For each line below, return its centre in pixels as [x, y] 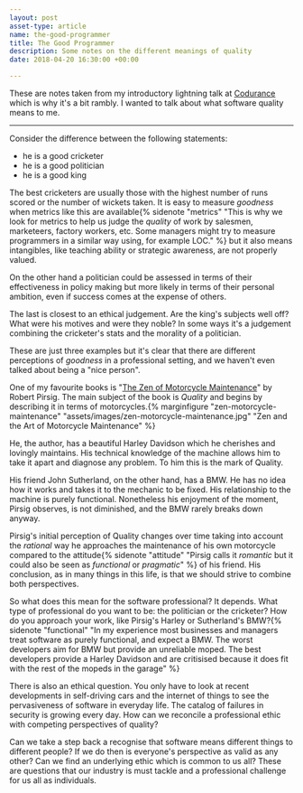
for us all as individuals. [53, 780]
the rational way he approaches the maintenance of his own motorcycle [143, 546]
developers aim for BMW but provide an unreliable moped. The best [135, 649]
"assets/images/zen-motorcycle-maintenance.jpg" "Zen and [175, 416]
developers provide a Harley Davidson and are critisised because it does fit [149, 659]
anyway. [25, 518]
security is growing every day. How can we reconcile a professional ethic [145, 715]
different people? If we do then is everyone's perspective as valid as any [144, 751]
